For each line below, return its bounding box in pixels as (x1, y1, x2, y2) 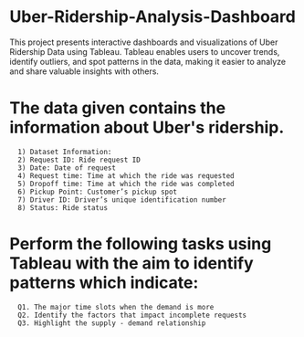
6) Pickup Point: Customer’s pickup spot (17, 187, 178, 196)
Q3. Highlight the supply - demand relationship (17, 318, 206, 328)
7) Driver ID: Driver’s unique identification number (17, 195, 226, 205)
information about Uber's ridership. (9, 117, 285, 138)
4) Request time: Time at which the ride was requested (17, 171, 235, 180)
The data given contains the (9, 98, 226, 119)
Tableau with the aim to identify (9, 253, 254, 274)
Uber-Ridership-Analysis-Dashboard (9, 6, 297, 27)
